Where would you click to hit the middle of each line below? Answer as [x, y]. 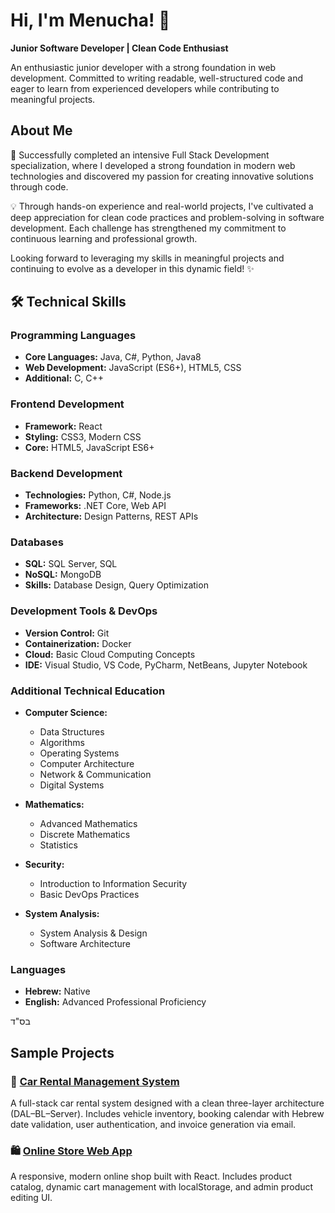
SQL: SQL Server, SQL [71, 564]
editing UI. [31, 1198]
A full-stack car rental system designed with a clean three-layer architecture [167, 1103]
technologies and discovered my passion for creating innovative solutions [162, 176]
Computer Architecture [87, 763]
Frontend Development [67, 404]
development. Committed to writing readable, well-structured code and [157, 78]
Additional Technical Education [88, 691]
